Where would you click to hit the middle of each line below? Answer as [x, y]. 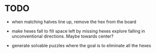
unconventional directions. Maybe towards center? [63, 36]
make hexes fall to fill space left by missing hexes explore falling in [78, 31]
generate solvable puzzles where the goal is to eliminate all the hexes [81, 45]
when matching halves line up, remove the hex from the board [74, 22]
